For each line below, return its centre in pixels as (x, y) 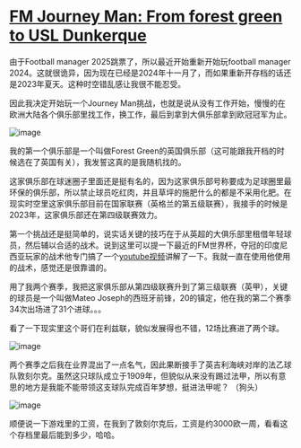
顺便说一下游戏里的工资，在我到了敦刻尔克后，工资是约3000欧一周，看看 (145, 423)
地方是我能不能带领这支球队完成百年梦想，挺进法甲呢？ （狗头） (143, 387)
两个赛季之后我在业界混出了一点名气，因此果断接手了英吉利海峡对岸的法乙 (146, 365)
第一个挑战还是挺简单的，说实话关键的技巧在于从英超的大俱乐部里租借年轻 (146, 233)
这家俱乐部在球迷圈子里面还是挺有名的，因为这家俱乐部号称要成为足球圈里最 (150, 180)
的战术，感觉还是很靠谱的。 (60, 268)
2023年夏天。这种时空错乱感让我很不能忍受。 (101, 83)
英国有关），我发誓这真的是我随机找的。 (113, 162)
